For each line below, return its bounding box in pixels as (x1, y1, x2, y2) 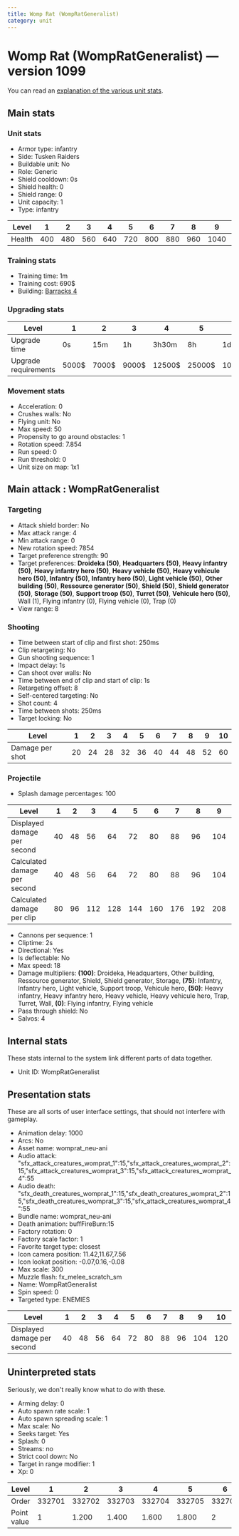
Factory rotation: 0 (17, 1227, 73, 1235)
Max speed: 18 (17, 962, 61, 970)
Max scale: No (17, 1421, 60, 1430)
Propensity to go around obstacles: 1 (17, 433, 126, 441)
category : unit (7, 17, 53, 24)
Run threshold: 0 (17, 455, 67, 464)
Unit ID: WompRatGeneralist (17, 1068, 100, 1076)
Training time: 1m (17, 272, 68, 280)
